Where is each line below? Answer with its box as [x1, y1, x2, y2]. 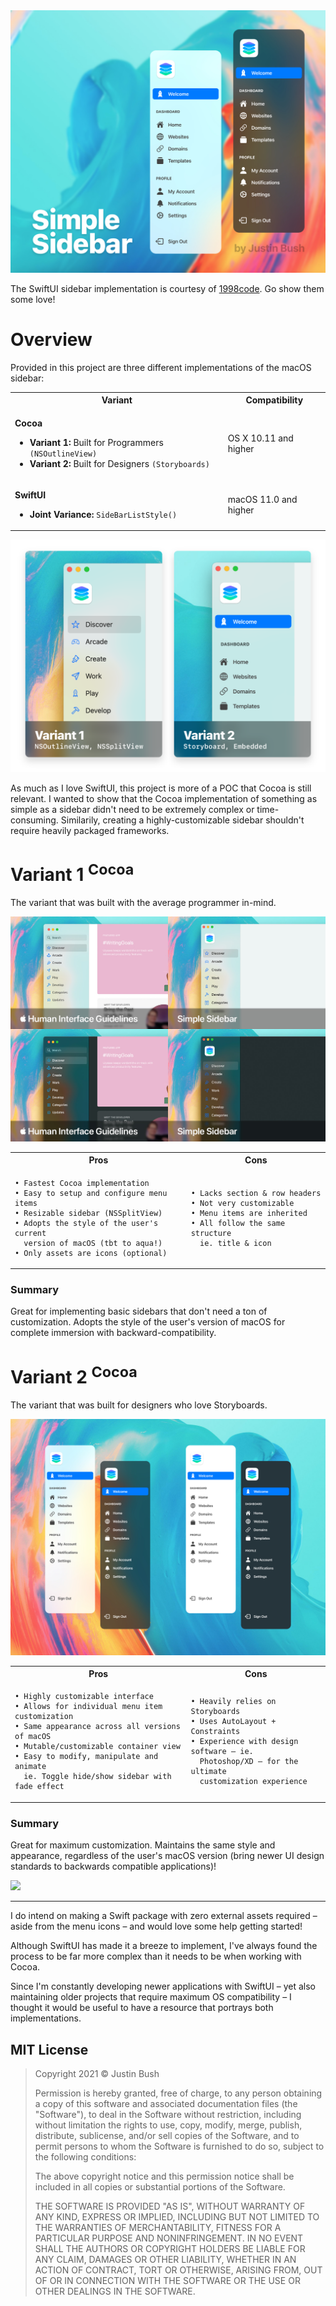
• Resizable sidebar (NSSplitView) [14, 1208, 163, 1218]
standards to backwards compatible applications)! [10, 1860, 217, 1873]
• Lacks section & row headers [190, 1188, 322, 1198]
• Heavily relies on [190, 1697, 277, 1707]
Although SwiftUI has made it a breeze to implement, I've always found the [10, 1940, 318, 1952]
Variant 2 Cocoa [10, 1362, 138, 1388]
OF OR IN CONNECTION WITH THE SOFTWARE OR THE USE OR [34, 2275, 301, 2287]
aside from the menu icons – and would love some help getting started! [10, 1920, 303, 1933]
